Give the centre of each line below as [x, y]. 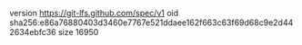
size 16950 [78, 32]
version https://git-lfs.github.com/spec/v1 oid [94, 13]
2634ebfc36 [33, 32]
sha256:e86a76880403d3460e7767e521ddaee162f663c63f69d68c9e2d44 [151, 22]
